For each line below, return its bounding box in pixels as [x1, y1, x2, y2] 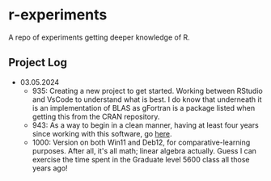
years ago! [32, 163, 68, 173]
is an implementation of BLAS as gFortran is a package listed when [32, 103, 256, 112]
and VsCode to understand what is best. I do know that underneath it [32, 95, 262, 104]
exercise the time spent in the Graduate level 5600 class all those [32, 154, 250, 164]
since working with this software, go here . [32, 128, 172, 138]
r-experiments [8, 6, 108, 24]
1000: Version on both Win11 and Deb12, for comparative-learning [32, 137, 251, 147]
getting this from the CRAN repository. [32, 112, 160, 121]
